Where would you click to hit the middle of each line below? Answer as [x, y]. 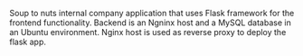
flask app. [28, 42]
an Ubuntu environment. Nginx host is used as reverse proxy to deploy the [148, 32]
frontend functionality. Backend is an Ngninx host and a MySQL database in [150, 23]
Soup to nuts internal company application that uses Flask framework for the [152, 13]
